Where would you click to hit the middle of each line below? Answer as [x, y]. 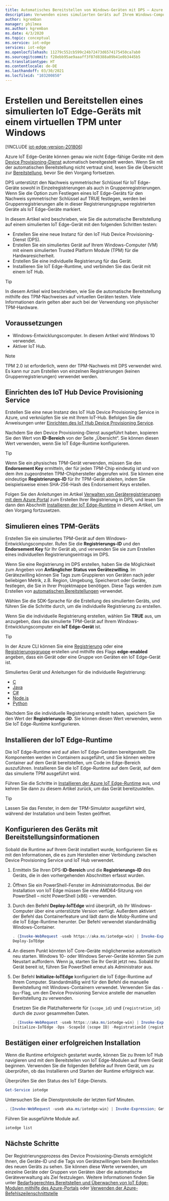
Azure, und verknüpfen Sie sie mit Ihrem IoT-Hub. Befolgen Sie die [74, 417]
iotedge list [19, 1128]
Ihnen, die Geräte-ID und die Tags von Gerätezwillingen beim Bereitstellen [82, 1161]
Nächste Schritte [32, 1144]
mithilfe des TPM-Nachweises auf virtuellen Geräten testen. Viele [73, 296]
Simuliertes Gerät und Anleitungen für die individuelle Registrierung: [76, 672]
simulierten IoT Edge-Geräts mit [73, 111]
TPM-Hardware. [22, 307]
